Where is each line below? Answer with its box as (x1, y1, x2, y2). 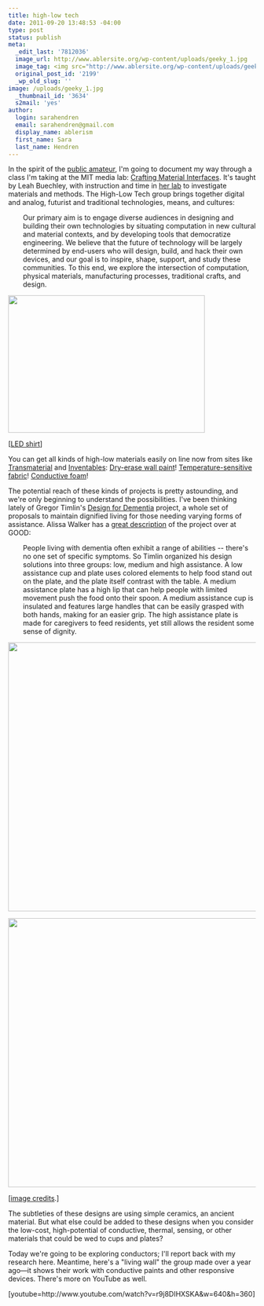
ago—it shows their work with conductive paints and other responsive (8, 1266, 235, 1275)
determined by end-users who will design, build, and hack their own (23, 247, 244, 256)
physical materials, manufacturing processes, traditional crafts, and (23, 272, 241, 281)
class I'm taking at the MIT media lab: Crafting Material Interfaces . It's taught (8, 173, 256, 182)
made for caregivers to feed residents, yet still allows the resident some (23, 618, 255, 628)
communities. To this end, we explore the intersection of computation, (23, 263, 250, 273)
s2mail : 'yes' (15, 99, 61, 107)
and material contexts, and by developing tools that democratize (23, 229, 231, 240)
